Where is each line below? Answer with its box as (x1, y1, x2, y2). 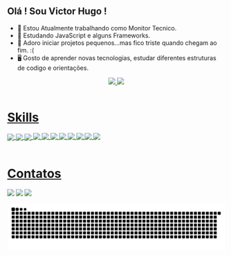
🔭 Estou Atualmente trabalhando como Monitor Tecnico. (17, 24, 177, 32)
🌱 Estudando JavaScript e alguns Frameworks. (17, 31, 151, 39)
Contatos (7, 165, 62, 181)
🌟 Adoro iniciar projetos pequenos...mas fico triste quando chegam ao (17, 38, 217, 47)
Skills (7, 110, 39, 125)
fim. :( (17, 46, 35, 54)
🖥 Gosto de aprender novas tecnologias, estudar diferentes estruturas (17, 53, 216, 62)
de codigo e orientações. (17, 64, 89, 72)
